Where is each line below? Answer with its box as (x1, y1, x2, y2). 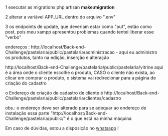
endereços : (5, 44, 30, 49)
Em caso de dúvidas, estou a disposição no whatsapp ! (5, 125, 119, 131)
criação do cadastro (5, 80, 47, 86)
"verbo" (5, 34, 22, 40)
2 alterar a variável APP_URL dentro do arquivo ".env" (5, 14, 116, 19)
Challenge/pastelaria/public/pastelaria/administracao (5, 49, 115, 55)
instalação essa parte (5, 110, 50, 116)
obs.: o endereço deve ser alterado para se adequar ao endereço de (5, 105, 146, 110)
